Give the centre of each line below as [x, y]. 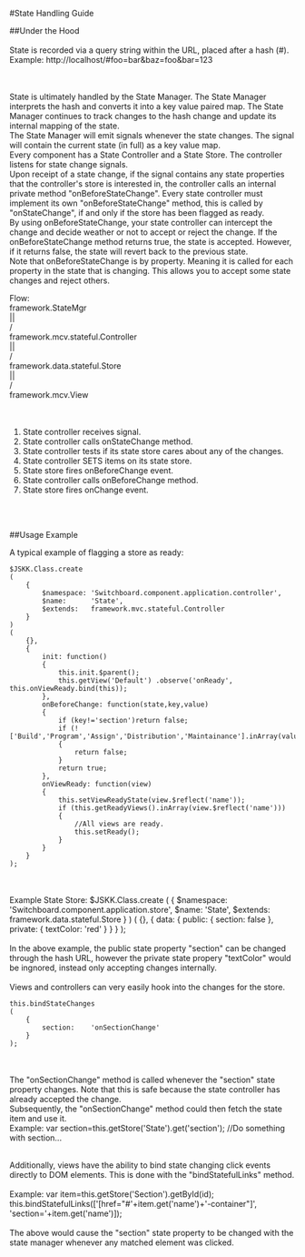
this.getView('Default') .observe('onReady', [145, 681]
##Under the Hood [44, 30]
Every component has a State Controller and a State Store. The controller [146, 155]
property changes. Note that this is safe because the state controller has [145, 1090]
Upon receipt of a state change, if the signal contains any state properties [147, 174]
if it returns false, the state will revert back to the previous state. [129, 251]
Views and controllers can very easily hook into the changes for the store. [148, 987]
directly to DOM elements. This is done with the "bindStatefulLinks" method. [152, 1175]
